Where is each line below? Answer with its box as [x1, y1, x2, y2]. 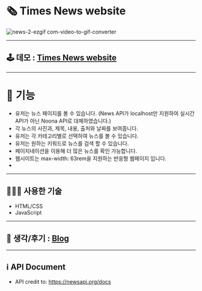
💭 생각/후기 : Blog [6, 233, 69, 244]
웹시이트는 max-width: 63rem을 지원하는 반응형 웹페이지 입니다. [14, 155, 167, 162]
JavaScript [14, 209, 42, 216]
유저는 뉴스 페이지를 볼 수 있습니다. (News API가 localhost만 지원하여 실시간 [14, 109, 195, 117]
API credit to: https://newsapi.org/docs [14, 278, 111, 286]
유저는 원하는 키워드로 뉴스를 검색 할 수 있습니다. [14, 139, 129, 147]
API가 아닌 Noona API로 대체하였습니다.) [14, 117, 111, 124]
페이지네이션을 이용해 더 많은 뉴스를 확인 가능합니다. [14, 147, 137, 155]
